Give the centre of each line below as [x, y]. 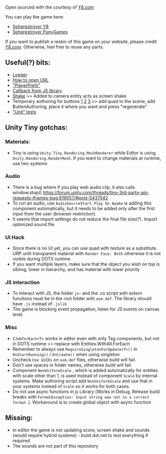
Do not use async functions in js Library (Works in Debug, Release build [86, 391]
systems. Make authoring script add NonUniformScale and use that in [83, 381]
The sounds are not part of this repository [55, 446]
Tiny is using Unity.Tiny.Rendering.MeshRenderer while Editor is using [84, 152]
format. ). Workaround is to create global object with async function [82, 402]
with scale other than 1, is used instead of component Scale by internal [85, 375]
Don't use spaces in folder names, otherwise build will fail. [72, 365]
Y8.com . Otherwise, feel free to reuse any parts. [55, 47]
